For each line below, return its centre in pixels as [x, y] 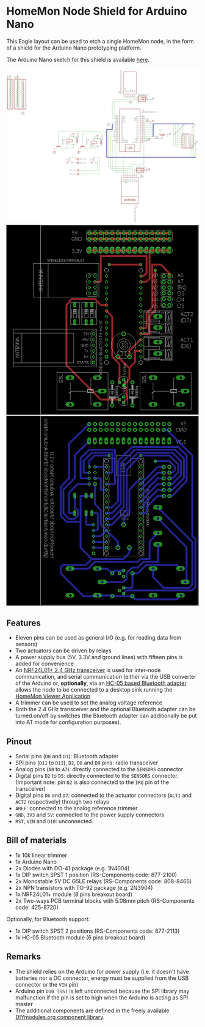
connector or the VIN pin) [47, 984]
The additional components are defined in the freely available [92, 1010]
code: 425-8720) [37, 907]
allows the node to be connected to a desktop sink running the [94, 690]
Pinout [19, 741]
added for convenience [45, 664]
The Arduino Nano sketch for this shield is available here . [78, 59]
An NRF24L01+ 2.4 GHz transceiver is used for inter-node [88, 670]
